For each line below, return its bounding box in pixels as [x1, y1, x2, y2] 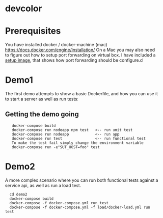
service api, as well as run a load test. [5, 182, 81, 188]
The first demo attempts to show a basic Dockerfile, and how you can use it [5, 91, 158, 97]
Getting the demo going [5, 110, 79, 118]
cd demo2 [9, 192, 27, 197]
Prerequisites [5, 26, 61, 37]
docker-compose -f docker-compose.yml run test [9, 200, 109, 205]
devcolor [5, 3, 42, 14]
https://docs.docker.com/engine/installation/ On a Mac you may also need [5, 47, 155, 53]
